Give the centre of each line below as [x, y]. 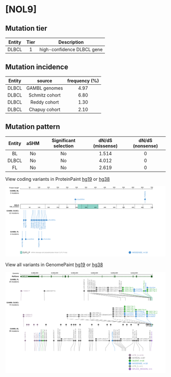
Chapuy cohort [45, 109]
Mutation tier [26, 28]
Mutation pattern [33, 127]
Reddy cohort [45, 102]
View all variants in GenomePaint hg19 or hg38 [54, 265]
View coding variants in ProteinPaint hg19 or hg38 [58, 179]
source [45, 81]
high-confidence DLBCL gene [71, 49]
